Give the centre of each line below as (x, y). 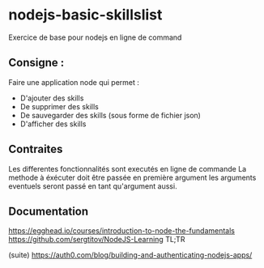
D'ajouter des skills (52, 98)
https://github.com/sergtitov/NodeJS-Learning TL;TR (97, 240)
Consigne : (36, 63)
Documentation (49, 211)
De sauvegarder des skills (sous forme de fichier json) (110, 115)
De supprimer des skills (59, 106)
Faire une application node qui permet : (74, 82)
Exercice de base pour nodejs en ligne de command (95, 37)
